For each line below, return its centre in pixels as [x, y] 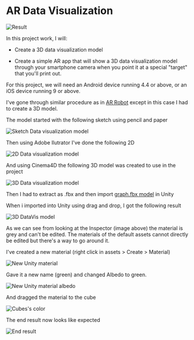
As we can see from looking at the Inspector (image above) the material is [95, 228]
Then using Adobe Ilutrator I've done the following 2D [70, 142]
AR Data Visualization [60, 11]
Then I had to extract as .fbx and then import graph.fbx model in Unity [90, 194]
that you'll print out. [38, 73]
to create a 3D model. [32, 108]
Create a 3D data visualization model [59, 49]
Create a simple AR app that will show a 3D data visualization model [96, 61]
